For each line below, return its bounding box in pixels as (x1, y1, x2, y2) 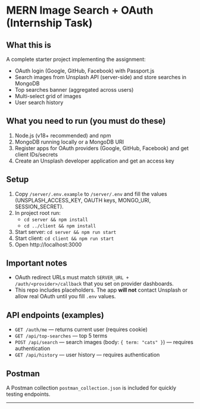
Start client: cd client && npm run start (14, 235, 114, 242)
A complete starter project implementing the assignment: (6, 56, 146, 63)
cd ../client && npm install (23, 223, 96, 229)
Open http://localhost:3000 (14, 241, 82, 248)
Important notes (6, 258, 67, 268)
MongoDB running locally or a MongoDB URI (14, 138, 124, 145)
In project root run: (14, 209, 61, 216)
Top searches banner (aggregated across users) (14, 86, 134, 93)
